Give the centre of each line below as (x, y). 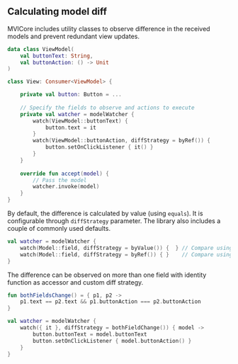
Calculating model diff (57, 12)
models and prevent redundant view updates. (74, 36)
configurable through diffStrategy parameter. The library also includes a (114, 221)
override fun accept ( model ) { (65, 174)
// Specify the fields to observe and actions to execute (107, 108)
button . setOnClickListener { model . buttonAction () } (112, 341)
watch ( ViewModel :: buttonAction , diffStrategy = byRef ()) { (122, 141)
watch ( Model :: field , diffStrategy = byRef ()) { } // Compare (117, 254)
